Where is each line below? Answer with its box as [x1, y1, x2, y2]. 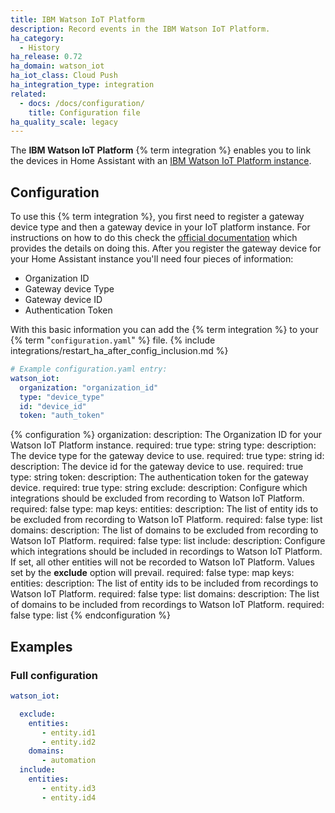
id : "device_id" [19, 401, 87, 411]
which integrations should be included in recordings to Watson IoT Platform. [10, 546, 323, 558]
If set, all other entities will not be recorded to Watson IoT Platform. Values [10, 556, 315, 568]
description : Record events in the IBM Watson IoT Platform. [10, 24, 271, 34]
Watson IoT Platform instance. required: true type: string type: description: [10, 439, 317, 451]
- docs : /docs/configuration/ [19, 98, 145, 108]
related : [10, 89, 47, 99]
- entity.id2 [41, 737, 97, 747]
